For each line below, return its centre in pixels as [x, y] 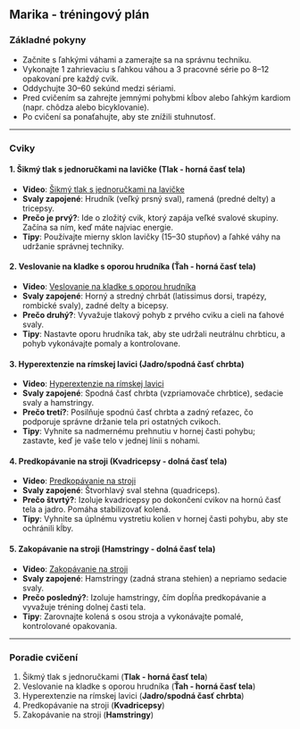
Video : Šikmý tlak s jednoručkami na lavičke [103, 189]
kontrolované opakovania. [70, 625]
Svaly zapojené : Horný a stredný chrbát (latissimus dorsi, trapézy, [144, 296]
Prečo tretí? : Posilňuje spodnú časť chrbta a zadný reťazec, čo [137, 412]
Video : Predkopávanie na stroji [79, 481]
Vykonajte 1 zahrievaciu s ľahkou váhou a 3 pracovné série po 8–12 [146, 69]
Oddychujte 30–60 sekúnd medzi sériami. [99, 88]
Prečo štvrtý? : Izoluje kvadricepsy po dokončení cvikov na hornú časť [151, 500]
